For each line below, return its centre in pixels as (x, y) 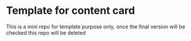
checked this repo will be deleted (46, 32)
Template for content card (71, 11)
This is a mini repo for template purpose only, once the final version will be (96, 27)
